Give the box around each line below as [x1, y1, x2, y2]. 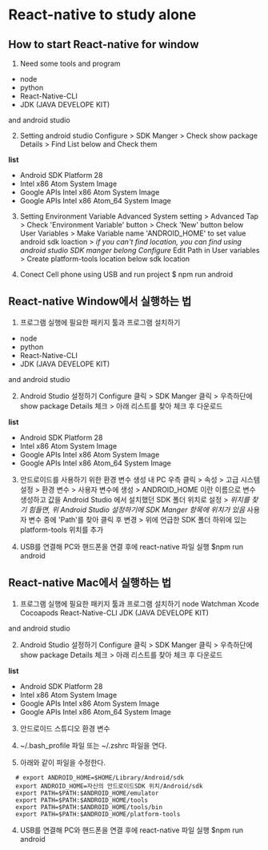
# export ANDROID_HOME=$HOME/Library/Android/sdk [15, 773, 184, 782]
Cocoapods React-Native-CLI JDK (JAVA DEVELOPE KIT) [19, 607, 210, 618]
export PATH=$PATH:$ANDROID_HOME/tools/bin [15, 803, 162, 811]
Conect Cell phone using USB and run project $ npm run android [19, 270, 234, 279]
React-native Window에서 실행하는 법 [8, 295, 192, 308]
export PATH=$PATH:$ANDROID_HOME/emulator [15, 789, 159, 797]
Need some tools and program [19, 58, 121, 68]
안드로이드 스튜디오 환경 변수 [19, 723, 110, 733]
